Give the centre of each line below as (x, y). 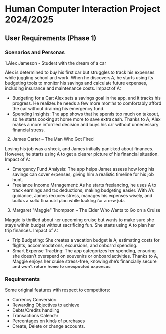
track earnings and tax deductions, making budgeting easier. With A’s (83, 190)
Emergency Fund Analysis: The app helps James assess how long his (83, 169)
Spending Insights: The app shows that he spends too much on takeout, (86, 114)
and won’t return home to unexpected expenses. (62, 266)
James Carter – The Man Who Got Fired (53, 139)
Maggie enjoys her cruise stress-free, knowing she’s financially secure (84, 261)
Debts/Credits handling (36, 310)
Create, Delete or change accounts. (49, 326)
